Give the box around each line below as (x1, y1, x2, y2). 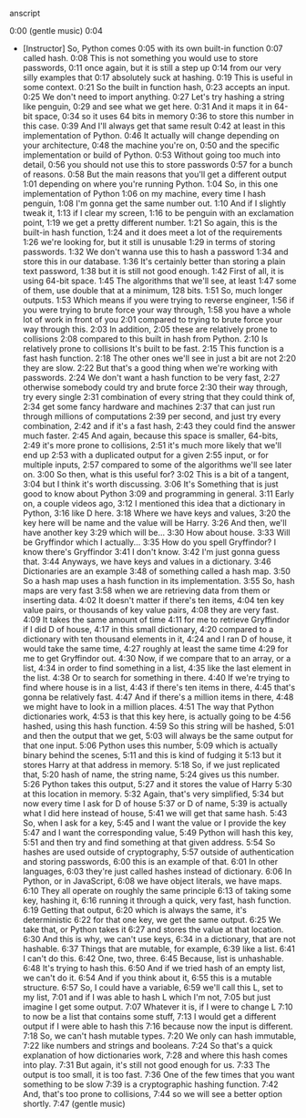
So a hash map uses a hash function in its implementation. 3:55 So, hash (22, 576, 296, 586)
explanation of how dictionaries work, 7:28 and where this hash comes (22, 1050, 289, 1061)
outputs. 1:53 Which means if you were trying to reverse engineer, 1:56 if (22, 295, 295, 305)
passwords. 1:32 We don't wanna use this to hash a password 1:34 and (22, 246, 289, 257)
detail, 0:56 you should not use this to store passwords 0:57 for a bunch (22, 159, 293, 169)
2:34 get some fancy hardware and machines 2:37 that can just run (22, 401, 276, 412)
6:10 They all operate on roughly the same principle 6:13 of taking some (22, 886, 291, 896)
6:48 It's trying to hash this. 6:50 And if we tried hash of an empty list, (22, 963, 286, 973)
